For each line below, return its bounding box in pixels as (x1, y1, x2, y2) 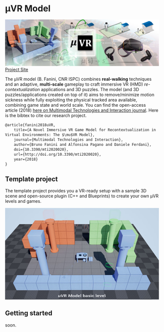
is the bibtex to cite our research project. (5, 112, 87, 118)
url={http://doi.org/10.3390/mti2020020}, (14, 152, 102, 157)
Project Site (5, 67, 28, 72)
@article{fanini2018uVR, (5, 122, 56, 127)
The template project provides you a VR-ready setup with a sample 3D (5, 188, 147, 194)
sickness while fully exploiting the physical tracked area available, (5, 96, 138, 103)
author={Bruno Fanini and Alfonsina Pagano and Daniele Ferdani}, (14, 142, 152, 147)
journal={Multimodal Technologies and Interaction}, (14, 137, 123, 142)
